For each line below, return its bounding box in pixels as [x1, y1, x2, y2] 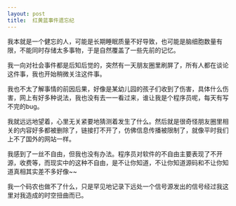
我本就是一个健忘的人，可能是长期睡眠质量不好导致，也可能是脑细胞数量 [7, 37, 216, 46]
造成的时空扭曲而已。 [25, 191, 88, 199]
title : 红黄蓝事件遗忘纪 [7, 17, 75, 24]
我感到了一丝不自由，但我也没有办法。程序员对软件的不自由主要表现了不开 [7, 149, 223, 158]
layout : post [7, 10, 46, 18]
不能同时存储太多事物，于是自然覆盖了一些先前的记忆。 [19, 46, 180, 54]
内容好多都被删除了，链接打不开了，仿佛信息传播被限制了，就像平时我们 [19, 126, 229, 134]
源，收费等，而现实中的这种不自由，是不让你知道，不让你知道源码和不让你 [7, 158, 223, 167]
